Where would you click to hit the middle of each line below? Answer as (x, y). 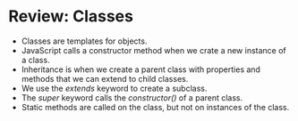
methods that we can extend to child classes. (105, 78)
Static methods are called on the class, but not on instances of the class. (155, 107)
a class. (35, 60)
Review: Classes (71, 16)
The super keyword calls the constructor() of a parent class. (132, 97)
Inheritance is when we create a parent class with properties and (141, 69)
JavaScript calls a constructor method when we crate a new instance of (154, 50)
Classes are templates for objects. (84, 41)
